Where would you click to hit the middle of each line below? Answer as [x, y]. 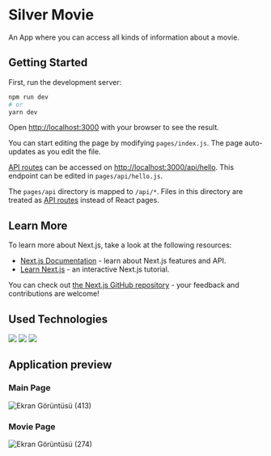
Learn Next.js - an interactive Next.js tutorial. [95, 269]
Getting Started [48, 63]
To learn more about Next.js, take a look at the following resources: [120, 245]
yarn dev [23, 112]
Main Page [30, 388]
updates [22, 152]
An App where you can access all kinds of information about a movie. [124, 37]
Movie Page [32, 426]
